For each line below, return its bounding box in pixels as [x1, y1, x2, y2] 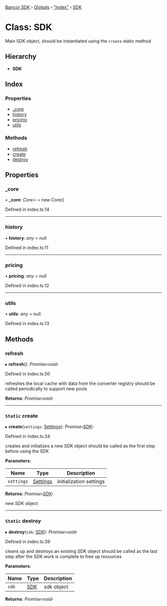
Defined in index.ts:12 [5, 283, 50, 289]
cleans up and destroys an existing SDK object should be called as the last [5, 548, 158, 554]
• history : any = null [5, 235, 47, 241]
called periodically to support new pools [5, 386, 87, 392]
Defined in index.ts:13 [5, 321, 50, 327]
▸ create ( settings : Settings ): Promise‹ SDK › [5, 424, 94, 430]
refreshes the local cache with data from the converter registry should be [5, 380, 156, 386]
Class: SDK [5, 22, 52, 33]
